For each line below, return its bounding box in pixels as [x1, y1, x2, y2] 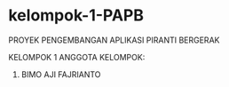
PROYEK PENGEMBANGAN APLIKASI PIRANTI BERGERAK [8, 35, 220, 45]
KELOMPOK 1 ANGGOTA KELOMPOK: [8, 51, 146, 62]
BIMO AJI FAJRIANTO [20, 68, 101, 80]
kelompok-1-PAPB [8, 5, 144, 26]
